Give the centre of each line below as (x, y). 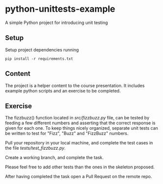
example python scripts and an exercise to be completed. (63, 91)
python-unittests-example (60, 9)
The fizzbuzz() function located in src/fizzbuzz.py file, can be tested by (77, 118)
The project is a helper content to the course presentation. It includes (75, 85)
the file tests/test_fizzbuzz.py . (35, 148)
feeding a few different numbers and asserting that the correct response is (80, 123)
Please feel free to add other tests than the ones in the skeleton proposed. (80, 167)
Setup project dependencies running (42, 49)
